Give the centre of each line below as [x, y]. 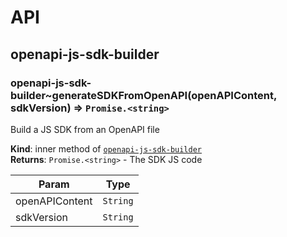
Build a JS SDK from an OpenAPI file [85, 129]
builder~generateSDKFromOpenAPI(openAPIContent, [143, 95]
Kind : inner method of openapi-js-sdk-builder [106, 148]
